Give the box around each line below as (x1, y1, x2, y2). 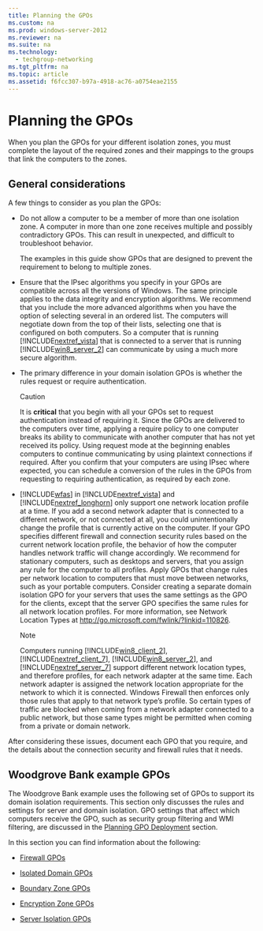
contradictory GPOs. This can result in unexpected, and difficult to (19, 230, 235, 240)
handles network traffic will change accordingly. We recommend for (19, 548, 240, 558)
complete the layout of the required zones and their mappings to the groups (8, 146, 254, 155)
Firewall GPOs (19, 853, 65, 862)
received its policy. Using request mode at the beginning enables (19, 441, 231, 451)
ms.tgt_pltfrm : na (8, 63, 69, 71)
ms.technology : (8, 48, 58, 56)
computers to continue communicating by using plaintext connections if (19, 449, 253, 458)
